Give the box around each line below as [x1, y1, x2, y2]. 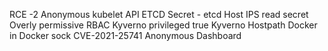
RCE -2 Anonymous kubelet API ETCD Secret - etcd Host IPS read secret [9, 9, 309, 20]
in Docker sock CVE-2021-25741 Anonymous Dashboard [9, 30, 242, 41]
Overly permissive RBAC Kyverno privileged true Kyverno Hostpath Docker [9, 19, 318, 31]
